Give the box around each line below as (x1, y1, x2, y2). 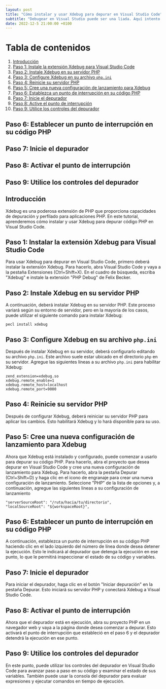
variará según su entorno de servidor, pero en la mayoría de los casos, (5, 307, 149, 313)
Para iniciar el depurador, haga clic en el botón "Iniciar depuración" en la (5, 581, 153, 587)
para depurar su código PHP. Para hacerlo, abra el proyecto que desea (5, 459, 150, 464)
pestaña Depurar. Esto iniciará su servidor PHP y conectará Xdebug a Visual (5, 587, 160, 593)
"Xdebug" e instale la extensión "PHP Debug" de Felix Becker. (5, 274, 132, 280)
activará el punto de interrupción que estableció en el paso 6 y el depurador (5, 630, 160, 636)
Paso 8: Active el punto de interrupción (12, 101, 93, 107)
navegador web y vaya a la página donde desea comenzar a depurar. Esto (5, 625, 157, 631)
